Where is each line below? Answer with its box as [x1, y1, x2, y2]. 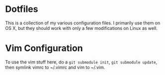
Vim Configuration [5, 43, 83, 54]
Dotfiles [5, 3, 38, 15]
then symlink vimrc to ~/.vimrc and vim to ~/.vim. [5, 64, 105, 70]
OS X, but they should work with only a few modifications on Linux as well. [5, 25, 158, 31]
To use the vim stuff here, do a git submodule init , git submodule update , [5, 59, 158, 65]
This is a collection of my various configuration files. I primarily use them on [5, 20, 161, 26]
